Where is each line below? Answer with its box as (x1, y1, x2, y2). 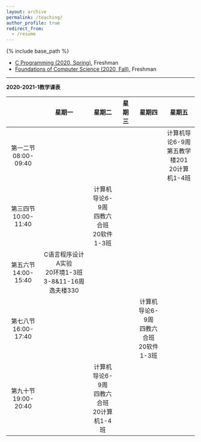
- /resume (11, 31, 36, 37)
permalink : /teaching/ (6, 14, 63, 20)
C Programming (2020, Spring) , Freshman (14, 59, 118, 67)
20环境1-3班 (45, 268, 83, 276)
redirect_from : (6, 25, 44, 32)
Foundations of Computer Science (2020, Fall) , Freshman (14, 65, 157, 73)
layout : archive (6, 8, 47, 15)
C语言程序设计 (44, 250, 85, 258)
